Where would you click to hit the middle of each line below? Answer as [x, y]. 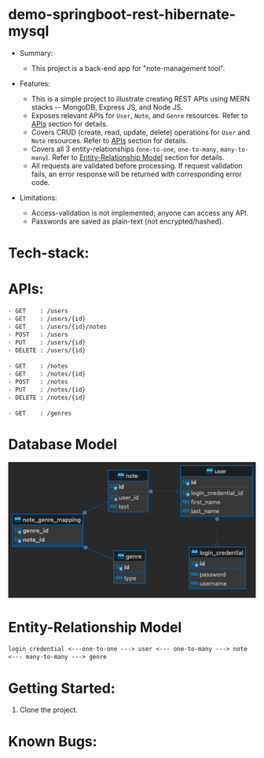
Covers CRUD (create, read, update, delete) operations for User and [140, 132]
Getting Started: [62, 688]
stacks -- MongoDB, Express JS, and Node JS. [107, 107]
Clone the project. [49, 710]
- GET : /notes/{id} [47, 374]
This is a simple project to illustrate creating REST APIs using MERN [140, 98]
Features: [35, 83]
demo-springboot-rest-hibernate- [122, 15]
